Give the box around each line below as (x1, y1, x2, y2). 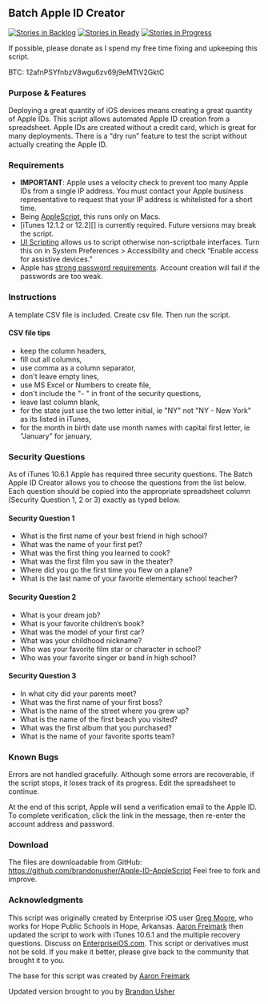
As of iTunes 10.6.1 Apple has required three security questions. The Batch (8, 469, 254, 480)
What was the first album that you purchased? (19, 723, 172, 732)
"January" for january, (19, 431, 92, 440)
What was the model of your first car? (19, 627, 145, 637)
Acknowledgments (8, 894, 84, 905)
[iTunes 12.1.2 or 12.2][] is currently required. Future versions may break (19, 221, 257, 230)
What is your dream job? (19, 609, 101, 620)
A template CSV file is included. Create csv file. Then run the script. (8, 310, 231, 319)
